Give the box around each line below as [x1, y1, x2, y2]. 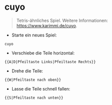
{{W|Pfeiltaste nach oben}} [4, 77, 62, 82]
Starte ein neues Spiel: [11, 32, 57, 38]
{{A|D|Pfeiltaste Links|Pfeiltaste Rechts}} [4, 59, 96, 64]
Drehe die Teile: [11, 68, 43, 74]
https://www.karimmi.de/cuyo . [16, 22, 78, 28]
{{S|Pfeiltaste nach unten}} [4, 95, 64, 100]
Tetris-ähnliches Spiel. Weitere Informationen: [16, 17, 108, 23]
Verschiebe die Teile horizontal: [11, 50, 75, 56]
